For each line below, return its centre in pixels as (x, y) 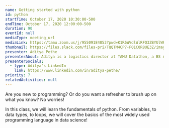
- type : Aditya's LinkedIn (38, 66)
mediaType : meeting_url (30, 38)
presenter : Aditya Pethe (31, 52)
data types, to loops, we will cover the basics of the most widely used (77, 114)
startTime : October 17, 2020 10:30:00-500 (50, 19)
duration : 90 (19, 29)
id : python (17, 15)
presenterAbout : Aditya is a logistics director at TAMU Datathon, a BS (83, 56)
